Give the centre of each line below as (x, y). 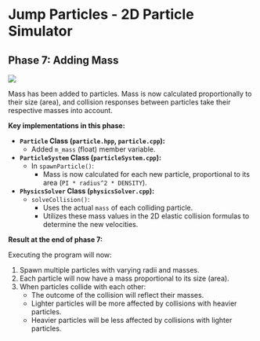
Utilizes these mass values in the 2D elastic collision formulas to (146, 216)
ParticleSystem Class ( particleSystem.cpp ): (90, 158)
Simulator (40, 31)
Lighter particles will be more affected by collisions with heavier (134, 303)
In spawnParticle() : (62, 166)
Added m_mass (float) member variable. (93, 149)
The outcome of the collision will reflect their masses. (117, 295)
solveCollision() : (60, 199)
